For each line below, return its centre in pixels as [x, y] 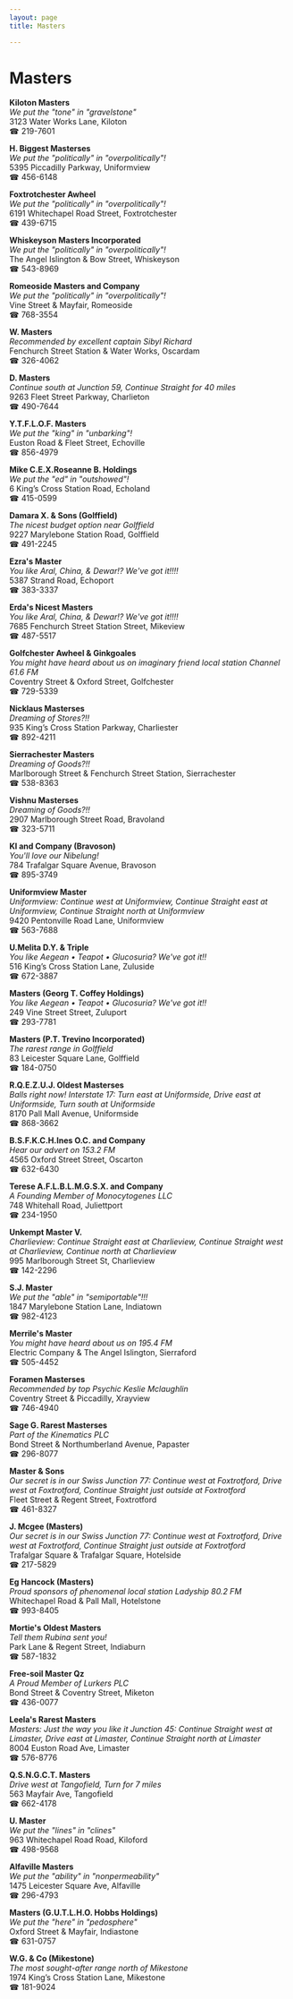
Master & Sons [37, 1471]
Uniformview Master [48, 893]
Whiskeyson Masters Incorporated [75, 240]
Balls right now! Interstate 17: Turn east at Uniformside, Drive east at [135, 1095]
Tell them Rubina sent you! [58, 1637]
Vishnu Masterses [44, 800]
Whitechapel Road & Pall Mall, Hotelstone [85, 1601]
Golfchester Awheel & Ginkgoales [73, 654]
